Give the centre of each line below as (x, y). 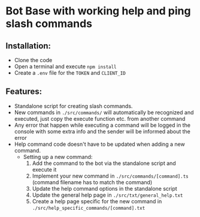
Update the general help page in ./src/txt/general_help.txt (107, 195)
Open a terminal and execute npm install (66, 66)
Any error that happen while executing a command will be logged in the (102, 125)
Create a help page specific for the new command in (97, 201)
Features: (24, 92)
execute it (44, 169)
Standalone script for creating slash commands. (73, 106)
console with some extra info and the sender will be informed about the (102, 131)
